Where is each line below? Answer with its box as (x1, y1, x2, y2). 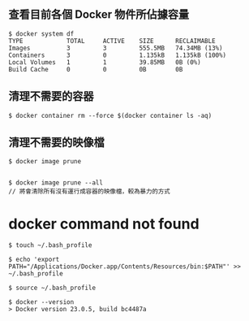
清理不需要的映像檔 (8, 136, 105, 150)
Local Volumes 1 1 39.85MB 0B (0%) (8, 58, 201, 67)
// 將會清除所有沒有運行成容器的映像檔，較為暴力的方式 (8, 188, 170, 196)
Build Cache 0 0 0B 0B (8, 65, 183, 73)
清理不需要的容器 (8, 89, 94, 103)
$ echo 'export (8, 255, 60, 264)
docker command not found (8, 215, 200, 233)
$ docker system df (8, 29, 75, 38)
